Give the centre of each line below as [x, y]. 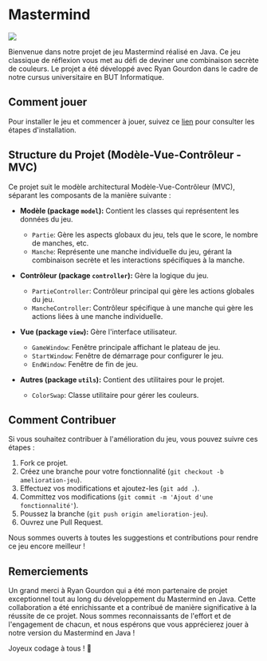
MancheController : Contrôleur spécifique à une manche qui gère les [142, 308]
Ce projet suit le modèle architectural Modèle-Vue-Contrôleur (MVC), [122, 187]
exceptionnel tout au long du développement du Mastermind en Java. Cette [132, 599]
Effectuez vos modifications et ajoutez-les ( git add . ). [110, 489]
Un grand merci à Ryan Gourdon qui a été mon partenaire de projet [118, 591]
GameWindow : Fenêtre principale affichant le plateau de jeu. [126, 347]
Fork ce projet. [44, 463]
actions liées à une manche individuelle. [97, 316]
